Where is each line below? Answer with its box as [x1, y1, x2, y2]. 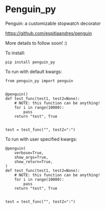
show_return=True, [14, 159, 53, 164]
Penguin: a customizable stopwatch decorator [5, 20, 101, 26]
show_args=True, [14, 155, 49, 160]
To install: [5, 50, 25, 56]
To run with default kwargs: [5, 68, 62, 75]
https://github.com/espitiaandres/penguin [5, 30, 92, 36]
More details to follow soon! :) [5, 40, 67, 46]
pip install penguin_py [5, 59, 56, 64]
